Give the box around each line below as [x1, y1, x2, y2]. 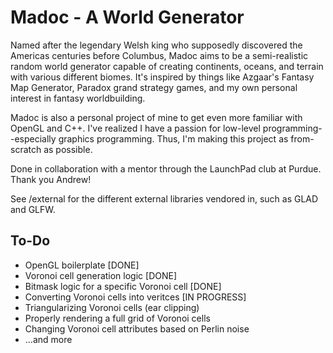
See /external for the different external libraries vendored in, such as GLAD [10, 192, 319, 205]
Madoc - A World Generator [10, 6, 245, 29]
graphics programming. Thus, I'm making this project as [58, 132, 289, 145]
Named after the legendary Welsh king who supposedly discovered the [10, 39, 303, 51]
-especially [10, 132, 57, 145]
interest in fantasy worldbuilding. [10, 92, 146, 104]
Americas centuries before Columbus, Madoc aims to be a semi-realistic [10, 49, 309, 61]
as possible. [43, 143, 93, 155]
